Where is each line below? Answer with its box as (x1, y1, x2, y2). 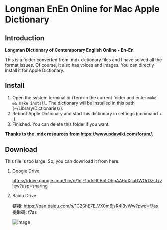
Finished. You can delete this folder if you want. (12, 121, 110, 127)
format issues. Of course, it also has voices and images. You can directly (5, 62, 154, 68)
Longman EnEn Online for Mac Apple (5, 3, 160, 15)
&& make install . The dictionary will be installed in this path (12, 100, 135, 106)
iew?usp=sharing (12, 183, 48, 189)
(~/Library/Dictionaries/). (12, 105, 64, 111)
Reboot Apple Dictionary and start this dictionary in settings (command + (12, 110, 162, 116)
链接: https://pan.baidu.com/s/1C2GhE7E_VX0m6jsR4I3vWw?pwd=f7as (12, 203, 158, 209)
